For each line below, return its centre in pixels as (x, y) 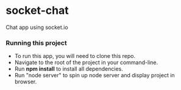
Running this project (37, 43)
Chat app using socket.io (37, 27)
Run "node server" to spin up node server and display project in (94, 76)
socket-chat (37, 11)
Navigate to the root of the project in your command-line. (86, 63)
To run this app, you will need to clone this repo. (75, 56)
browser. (26, 82)
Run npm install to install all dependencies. (69, 69)
